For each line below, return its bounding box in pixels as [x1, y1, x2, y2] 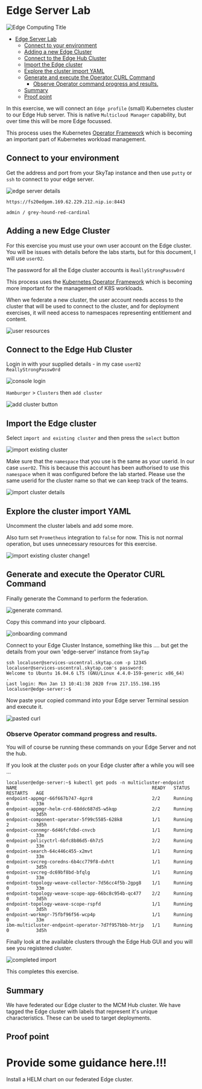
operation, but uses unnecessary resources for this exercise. [6, 541, 157, 547]
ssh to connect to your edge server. [6, 176, 95, 183]
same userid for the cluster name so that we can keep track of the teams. [6, 477, 189, 484]
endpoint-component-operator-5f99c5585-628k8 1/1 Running [6, 817, 193, 823]
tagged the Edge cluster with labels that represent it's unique [6, 1008, 158, 1015]
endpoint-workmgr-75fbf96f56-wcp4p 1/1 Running [6, 912, 193, 918]
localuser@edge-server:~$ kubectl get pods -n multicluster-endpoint [6, 779, 185, 786]
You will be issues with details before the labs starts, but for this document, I [6, 248, 196, 255]
